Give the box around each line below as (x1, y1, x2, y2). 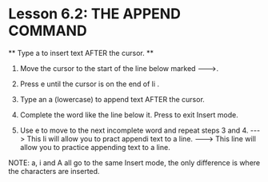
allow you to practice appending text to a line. (19, 142, 170, 152)
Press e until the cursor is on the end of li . (19, 79, 160, 89)
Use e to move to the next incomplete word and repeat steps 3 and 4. (19, 125, 249, 135)
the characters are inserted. (8, 166, 100, 176)
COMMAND (8, 22, 87, 40)
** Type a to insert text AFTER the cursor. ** (8, 48, 154, 57)
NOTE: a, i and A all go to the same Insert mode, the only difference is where (8, 157, 261, 168)
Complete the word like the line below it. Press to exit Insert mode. (19, 109, 238, 120)
